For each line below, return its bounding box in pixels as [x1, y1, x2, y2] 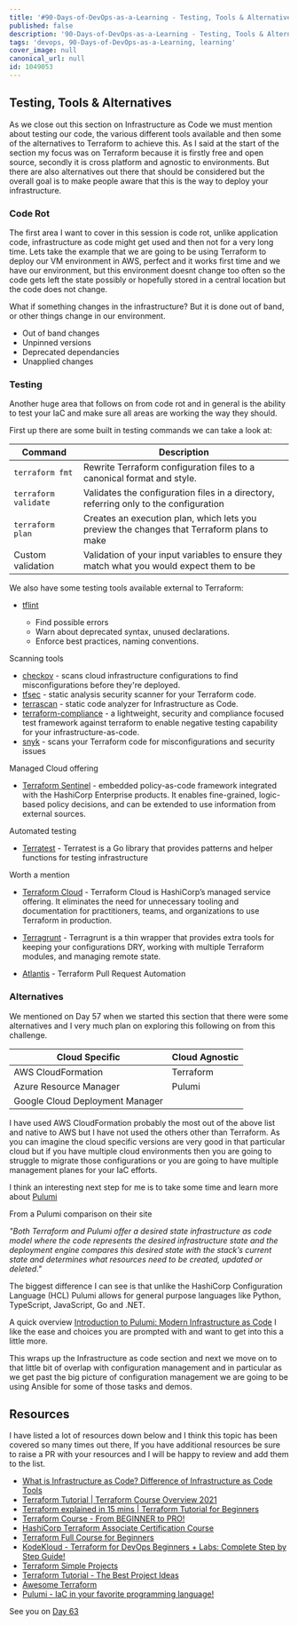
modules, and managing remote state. [21, 951, 161, 962]
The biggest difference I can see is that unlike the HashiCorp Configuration [9, 1280, 284, 1291]
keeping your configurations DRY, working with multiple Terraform [21, 942, 264, 953]
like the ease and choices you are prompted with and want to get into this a [9, 1326, 284, 1336]
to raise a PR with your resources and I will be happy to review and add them [9, 1449, 289, 1460]
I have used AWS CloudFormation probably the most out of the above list [9, 1117, 276, 1128]
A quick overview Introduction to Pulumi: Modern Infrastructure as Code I [9, 1316, 277, 1328]
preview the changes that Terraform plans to [82, 523, 269, 535]
